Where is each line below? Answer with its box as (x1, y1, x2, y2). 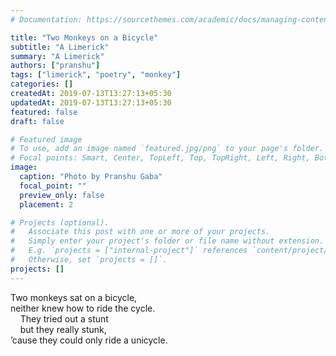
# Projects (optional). (10, 217, 110, 228)
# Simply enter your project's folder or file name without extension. (10, 236, 325, 246)
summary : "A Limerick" (10, 51, 105, 61)
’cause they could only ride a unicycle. (10, 334, 168, 346)
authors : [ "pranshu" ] (10, 61, 101, 71)
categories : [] (10, 79, 74, 90)
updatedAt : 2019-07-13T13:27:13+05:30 (10, 97, 172, 108)
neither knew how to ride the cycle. (10, 302, 156, 314)
